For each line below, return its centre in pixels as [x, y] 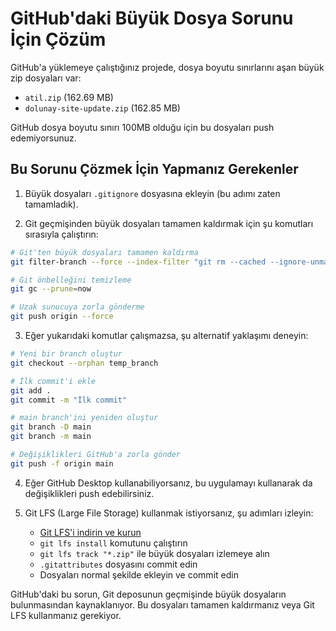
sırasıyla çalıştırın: [61, 234]
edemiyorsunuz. [43, 138]
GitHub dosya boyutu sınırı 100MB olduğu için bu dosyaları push [142, 127]
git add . [31, 390]
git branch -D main [51, 427]
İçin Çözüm [58, 39]
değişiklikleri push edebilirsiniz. [89, 493]
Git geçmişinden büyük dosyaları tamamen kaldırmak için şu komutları [169, 223]
